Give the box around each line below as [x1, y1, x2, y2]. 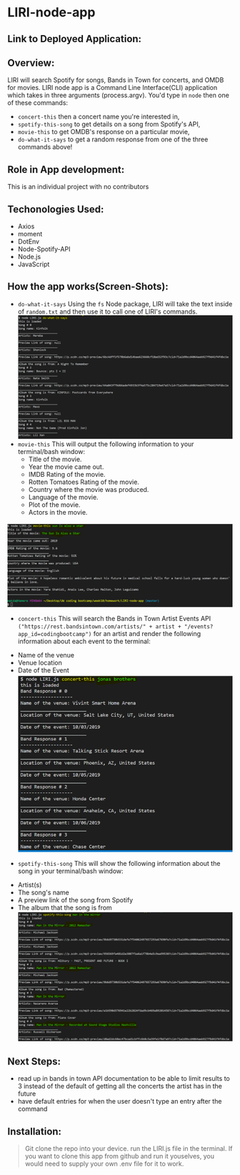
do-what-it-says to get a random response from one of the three [17, 135, 209, 143]
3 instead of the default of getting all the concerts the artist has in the [17, 1082, 223, 1091]
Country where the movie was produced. [28, 485, 149, 493]
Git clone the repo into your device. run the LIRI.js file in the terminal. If [24, 1144, 233, 1153]
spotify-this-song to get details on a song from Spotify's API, [17, 120, 201, 128]
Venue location [17, 658, 62, 667]
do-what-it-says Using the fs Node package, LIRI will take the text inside [17, 299, 233, 308]
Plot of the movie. [28, 500, 81, 509]
